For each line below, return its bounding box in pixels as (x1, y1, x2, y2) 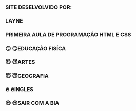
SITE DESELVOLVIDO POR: (5, 4, 72, 11)
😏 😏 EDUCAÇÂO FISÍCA (5, 45, 66, 52)
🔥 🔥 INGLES (5, 86, 34, 93)
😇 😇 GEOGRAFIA (5, 72, 49, 79)
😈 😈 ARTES (5, 58, 35, 65)
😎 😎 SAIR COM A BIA (5, 100, 60, 107)
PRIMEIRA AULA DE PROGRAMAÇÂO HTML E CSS (5, 31, 131, 38)
